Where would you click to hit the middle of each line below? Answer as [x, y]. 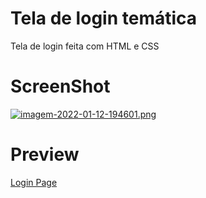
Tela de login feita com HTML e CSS [85, 46]
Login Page [34, 182]
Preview [45, 154]
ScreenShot [60, 86]
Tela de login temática [104, 18]
